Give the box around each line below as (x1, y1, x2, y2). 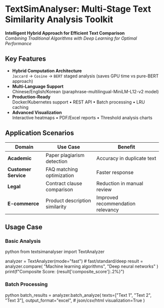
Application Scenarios (5, 129, 74, 137)
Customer (7, 166, 31, 173)
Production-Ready (12, 94, 51, 100)
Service (7, 172, 26, 179)
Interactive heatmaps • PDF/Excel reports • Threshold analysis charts (12, 114, 153, 121)
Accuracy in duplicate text (96, 154, 157, 161)
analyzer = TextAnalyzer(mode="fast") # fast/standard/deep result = (5, 258, 143, 264)
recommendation (96, 200, 136, 207)
